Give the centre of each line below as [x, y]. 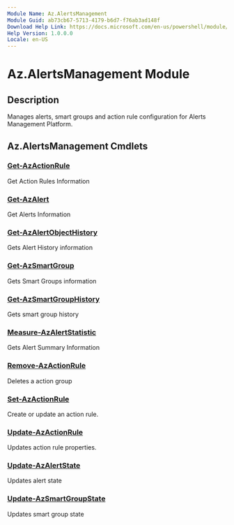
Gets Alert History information [50, 248]
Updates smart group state [46, 514]
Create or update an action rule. [53, 414]
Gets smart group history [43, 314]
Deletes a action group [40, 380]
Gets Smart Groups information [52, 281]
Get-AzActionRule [39, 166]
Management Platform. [40, 124]
